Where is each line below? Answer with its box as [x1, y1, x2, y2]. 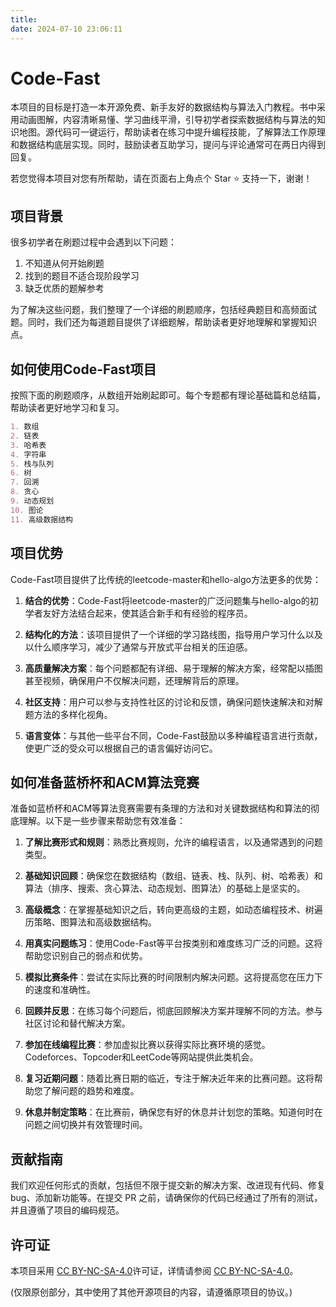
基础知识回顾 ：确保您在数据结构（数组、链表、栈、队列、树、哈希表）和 [24, 870, 323, 882]
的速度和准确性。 [24, 984, 96, 996]
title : [10, 14, 38, 25]
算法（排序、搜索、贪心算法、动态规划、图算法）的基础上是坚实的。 [24, 882, 306, 895]
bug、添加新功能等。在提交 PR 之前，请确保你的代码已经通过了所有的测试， [10, 1192, 323, 1204]
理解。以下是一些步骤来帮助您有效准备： [18, 815, 186, 827]
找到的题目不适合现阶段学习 [24, 270, 140, 282]
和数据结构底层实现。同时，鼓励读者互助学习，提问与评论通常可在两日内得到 [10, 139, 326, 151]
